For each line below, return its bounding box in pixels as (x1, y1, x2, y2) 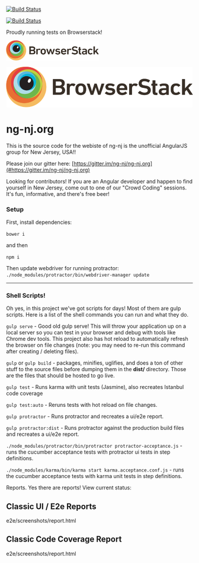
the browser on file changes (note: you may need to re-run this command (6, 341, 185, 349)
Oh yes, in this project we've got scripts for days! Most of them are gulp (6, 305, 181, 312)
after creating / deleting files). (6, 348, 79, 355)
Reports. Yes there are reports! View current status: (6, 484, 132, 491)
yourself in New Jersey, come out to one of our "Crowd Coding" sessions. (6, 184, 187, 191)
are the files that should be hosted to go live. (6, 372, 115, 379)
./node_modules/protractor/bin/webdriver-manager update (6, 272, 150, 278)
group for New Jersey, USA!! (6, 148, 76, 156)
